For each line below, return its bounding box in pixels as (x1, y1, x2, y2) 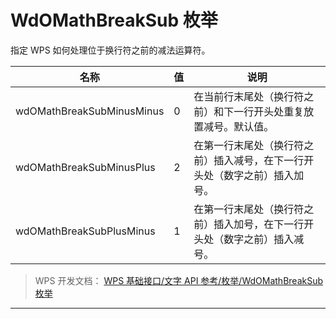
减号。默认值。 (203, 119, 275, 133)
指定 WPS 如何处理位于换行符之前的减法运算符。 (10, 44, 211, 56)
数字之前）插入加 (223, 168, 305, 182)
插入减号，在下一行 (213, 153, 305, 167)
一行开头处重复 (233, 104, 305, 118)
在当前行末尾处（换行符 (193, 89, 305, 103)
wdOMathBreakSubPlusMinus (15, 224, 156, 238)
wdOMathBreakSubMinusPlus (15, 160, 156, 174)
